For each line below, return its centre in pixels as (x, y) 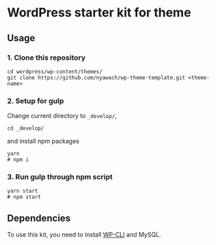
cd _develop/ (26, 128)
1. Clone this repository (46, 58)
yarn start (23, 191)
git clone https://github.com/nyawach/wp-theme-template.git (96, 78)
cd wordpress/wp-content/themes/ (55, 71)
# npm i (18, 160)
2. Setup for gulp (35, 101)
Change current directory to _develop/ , (62, 116)
